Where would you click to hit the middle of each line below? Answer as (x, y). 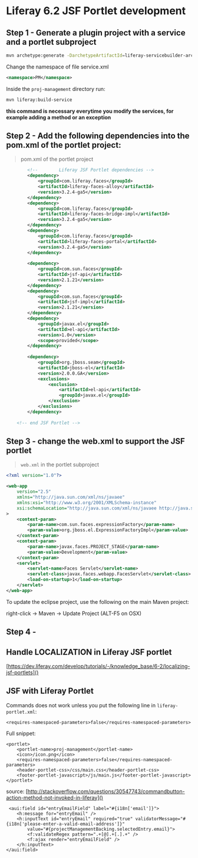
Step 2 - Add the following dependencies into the (98, 136)
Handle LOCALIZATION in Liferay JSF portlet (89, 652)
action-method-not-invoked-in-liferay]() (55, 797)
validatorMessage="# (160, 819)
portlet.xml (21, 712)
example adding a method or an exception (59, 117)
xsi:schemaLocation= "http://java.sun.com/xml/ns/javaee (87, 508)
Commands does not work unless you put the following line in (81, 705)
